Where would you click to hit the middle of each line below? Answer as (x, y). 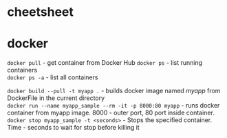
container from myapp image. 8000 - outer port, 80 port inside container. (111, 113)
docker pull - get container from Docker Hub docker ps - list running (105, 63)
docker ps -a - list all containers (53, 77)
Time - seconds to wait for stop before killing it (73, 128)
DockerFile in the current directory (56, 98)
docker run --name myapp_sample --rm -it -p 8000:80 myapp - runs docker (113, 106)
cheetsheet (41, 12)
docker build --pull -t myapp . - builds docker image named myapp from (114, 91)
